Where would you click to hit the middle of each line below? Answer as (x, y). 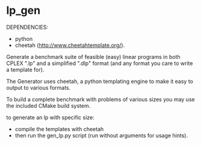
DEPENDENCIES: (27, 27)
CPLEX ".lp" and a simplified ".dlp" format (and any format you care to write (100, 63)
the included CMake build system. (48, 105)
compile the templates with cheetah (59, 129)
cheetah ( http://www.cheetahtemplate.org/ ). (70, 45)
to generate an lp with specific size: (50, 117)
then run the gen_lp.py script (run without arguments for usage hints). (101, 135)
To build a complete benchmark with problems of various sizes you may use (100, 99)
